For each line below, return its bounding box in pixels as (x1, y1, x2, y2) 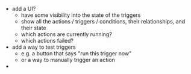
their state (20, 24, 46, 31)
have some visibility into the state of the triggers (20, 11, 141, 19)
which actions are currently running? (20, 31, 113, 38)
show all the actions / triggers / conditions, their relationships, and (20, 18, 186, 25)
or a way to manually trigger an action (20, 57, 116, 63)
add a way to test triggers (11, 43, 77, 51)
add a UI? (11, 5, 36, 12)
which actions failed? (20, 37, 74, 44)
